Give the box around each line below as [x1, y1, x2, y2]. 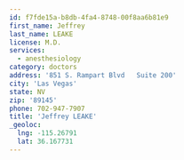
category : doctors [9, 63, 77, 72]
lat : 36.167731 [17, 137, 74, 146]
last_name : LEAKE [9, 29, 74, 38]
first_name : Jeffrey [9, 21, 86, 30]
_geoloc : [9, 121, 42, 130]
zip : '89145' [9, 95, 58, 105]
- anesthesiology [17, 54, 82, 63]
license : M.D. [9, 37, 62, 47]
